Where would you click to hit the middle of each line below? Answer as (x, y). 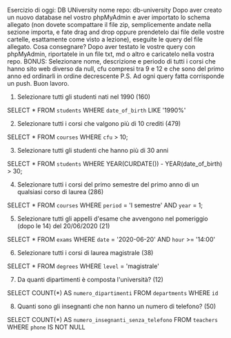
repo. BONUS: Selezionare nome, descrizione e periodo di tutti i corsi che (111, 61)
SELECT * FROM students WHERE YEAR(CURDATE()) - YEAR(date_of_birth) (115, 164)
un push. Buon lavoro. (38, 83)
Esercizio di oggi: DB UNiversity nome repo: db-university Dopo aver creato (114, 10)
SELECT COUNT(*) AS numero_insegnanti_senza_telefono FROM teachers (113, 320)
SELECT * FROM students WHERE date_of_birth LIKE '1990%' (97, 110)
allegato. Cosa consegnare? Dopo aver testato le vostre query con (101, 47)
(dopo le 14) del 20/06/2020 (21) (63, 226)
